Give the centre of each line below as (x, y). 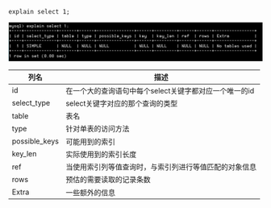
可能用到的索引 (90, 141)
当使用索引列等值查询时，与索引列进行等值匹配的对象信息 (161, 167)
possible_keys (35, 141)
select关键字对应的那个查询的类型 (122, 103)
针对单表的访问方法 (98, 129)
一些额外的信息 (90, 192)
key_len (24, 154)
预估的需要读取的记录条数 (108, 180)
